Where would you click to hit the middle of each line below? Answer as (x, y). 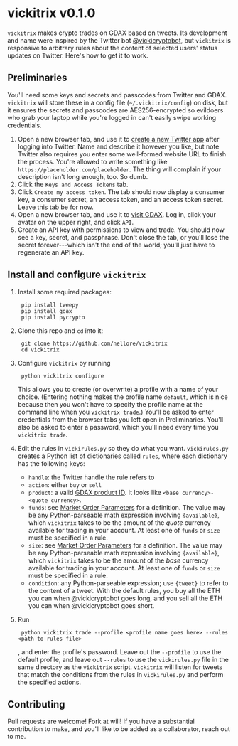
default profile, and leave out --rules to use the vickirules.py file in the (123, 659)
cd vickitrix (40, 350)
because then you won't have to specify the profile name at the (110, 404)
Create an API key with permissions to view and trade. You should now (121, 230)
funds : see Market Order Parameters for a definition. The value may (127, 507)
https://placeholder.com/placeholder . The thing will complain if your (119, 169)
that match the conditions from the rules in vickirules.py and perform (120, 674)
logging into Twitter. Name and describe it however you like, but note (118, 146)
